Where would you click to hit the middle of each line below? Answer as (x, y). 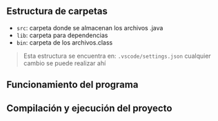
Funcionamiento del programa (72, 85)
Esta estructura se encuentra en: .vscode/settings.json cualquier (117, 56)
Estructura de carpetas (57, 11)
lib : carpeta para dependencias (62, 35)
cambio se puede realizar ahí (65, 63)
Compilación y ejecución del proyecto (89, 108)
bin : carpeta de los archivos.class (65, 42)
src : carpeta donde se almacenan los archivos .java (90, 27)
